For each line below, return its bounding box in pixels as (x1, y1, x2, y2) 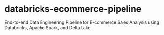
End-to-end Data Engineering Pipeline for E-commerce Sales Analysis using (4, 19, 159, 25)
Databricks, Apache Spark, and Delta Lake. (4, 24, 92, 30)
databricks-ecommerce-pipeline (4, 3, 142, 15)
